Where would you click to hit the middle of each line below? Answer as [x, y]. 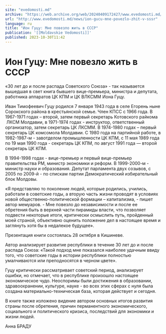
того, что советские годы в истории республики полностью [68, 255]
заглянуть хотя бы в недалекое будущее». [50, 225]
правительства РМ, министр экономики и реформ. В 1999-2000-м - [77, 163]
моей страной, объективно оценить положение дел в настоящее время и [83, 220]
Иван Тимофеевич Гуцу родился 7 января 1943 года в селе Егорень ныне [83, 106]
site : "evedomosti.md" [28, 10]
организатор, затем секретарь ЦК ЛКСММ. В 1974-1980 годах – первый [81, 127]
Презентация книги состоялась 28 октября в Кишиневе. [65, 235]
